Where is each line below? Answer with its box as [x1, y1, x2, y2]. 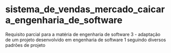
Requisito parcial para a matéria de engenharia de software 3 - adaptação [5, 31, 161, 37]
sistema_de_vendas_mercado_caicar [5, 4, 165, 15]
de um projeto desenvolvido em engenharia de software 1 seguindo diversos [5, 37, 166, 43]
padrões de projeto [5, 42, 46, 48]
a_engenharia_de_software [5, 14, 123, 26]
